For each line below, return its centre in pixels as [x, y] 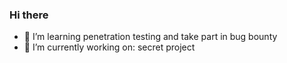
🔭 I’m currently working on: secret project [109, 47]
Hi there [29, 15]
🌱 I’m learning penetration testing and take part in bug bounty [150, 37]
